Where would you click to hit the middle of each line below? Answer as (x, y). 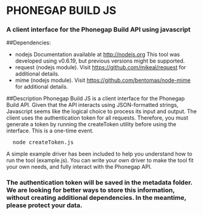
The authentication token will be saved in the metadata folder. (99, 183)
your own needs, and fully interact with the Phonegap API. (79, 167)
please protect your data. (44, 205)
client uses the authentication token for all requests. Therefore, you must (97, 118)
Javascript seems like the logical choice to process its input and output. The (101, 111)
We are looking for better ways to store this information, (91, 190)
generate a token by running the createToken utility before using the (91, 125)
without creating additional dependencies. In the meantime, (96, 198)
